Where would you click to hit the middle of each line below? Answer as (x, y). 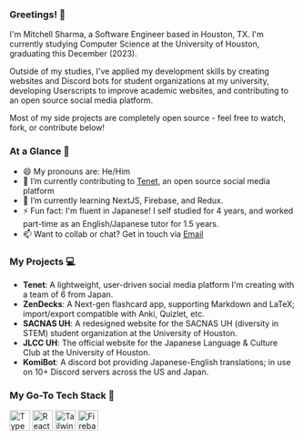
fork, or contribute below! (57, 128)
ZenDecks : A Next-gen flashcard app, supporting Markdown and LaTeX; (159, 303)
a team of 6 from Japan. (68, 294)
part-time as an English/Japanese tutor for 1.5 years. (121, 223)
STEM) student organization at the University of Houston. (130, 333)
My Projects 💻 (42, 261)
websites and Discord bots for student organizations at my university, (140, 81)
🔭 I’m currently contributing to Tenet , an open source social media (146, 180)
